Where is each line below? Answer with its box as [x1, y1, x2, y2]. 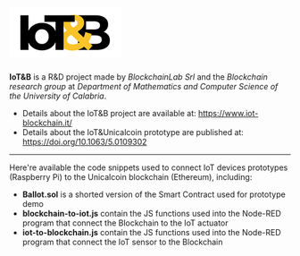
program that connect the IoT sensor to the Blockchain [21, 236, 223, 247]
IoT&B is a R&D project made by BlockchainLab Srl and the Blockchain [9, 71, 268, 82]
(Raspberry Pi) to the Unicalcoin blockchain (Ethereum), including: [9, 171, 253, 182]
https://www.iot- [197, 107, 259, 118]
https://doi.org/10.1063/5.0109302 [21, 136, 147, 147]
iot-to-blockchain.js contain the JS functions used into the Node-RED [21, 226, 281, 237]
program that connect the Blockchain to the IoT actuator [21, 218, 229, 228]
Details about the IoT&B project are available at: [21, 107, 196, 118]
